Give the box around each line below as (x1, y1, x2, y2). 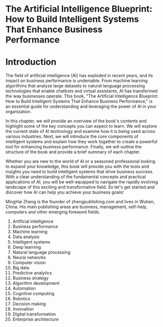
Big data (12, 265, 30, 271)
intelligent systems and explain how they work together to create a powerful (5, 139, 158, 145)
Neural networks (12, 255, 46, 261)
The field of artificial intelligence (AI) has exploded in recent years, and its (5, 73, 153, 79)
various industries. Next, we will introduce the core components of (5, 133, 139, 139)
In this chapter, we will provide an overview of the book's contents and (5, 118, 147, 124)
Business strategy (12, 275, 49, 281)
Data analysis (12, 234, 40, 240)
